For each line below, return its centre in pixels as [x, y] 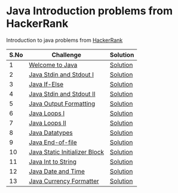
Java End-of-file [53, 142]
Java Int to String [53, 161]
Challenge [67, 55]
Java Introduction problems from [90, 11]
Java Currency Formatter [64, 181]
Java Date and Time [57, 171]
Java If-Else [46, 84]
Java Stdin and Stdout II [62, 94]
